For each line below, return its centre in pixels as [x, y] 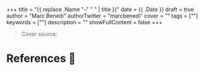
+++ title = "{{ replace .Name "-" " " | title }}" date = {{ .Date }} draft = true [100, 9]
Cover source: [39, 34]
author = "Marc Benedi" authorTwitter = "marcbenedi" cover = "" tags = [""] [102, 16]
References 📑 [41, 59]
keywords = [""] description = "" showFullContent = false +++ [85, 22]
